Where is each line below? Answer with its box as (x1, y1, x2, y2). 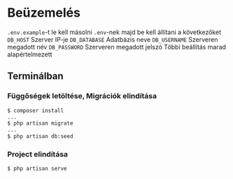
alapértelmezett (7, 50, 52, 59)
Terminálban (7, 70, 64, 82)
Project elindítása (7, 149, 69, 159)
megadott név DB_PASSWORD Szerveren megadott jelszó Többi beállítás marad (7, 42, 226, 51)
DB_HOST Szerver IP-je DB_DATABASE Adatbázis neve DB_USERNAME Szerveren (7, 35, 218, 43)
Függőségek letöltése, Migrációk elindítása (7, 91, 157, 101)
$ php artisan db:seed (7, 133, 73, 140)
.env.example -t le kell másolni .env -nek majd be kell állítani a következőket (7, 28, 222, 36)
